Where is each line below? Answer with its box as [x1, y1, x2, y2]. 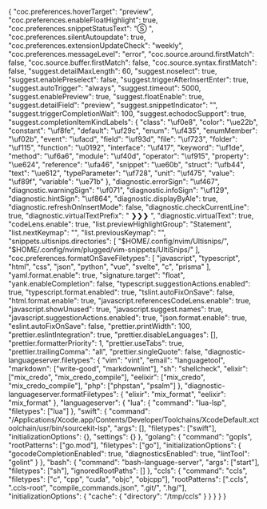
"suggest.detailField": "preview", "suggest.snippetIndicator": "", [8, 100, 218, 110]
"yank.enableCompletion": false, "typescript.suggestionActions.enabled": [8, 279, 251, 288]
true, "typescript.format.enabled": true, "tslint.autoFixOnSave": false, [8, 287, 235, 297]
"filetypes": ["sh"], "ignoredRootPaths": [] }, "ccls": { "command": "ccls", [8, 466, 248, 475]
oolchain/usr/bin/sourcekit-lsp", [8, 423, 113, 433]
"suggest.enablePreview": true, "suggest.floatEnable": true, [8, 92, 205, 101]
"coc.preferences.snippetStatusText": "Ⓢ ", [8, 24, 154, 33]
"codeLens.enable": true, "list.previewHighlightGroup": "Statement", [8, 219, 232, 229]
